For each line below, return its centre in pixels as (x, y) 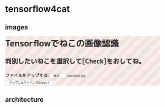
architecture (25, 100)
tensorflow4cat (38, 9)
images (17, 27)
